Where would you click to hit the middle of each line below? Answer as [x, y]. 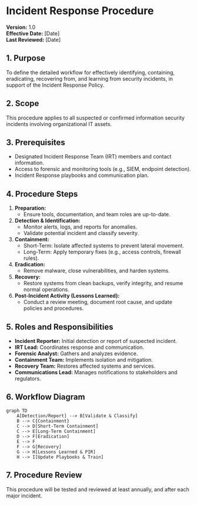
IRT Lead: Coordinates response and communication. [79, 347]
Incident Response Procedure [80, 11]
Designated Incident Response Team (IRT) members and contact [93, 157]
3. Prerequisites [36, 142]
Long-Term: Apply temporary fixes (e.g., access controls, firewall [102, 252]
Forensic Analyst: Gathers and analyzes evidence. [76, 354]
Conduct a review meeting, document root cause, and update [98, 302]
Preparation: [30, 208]
